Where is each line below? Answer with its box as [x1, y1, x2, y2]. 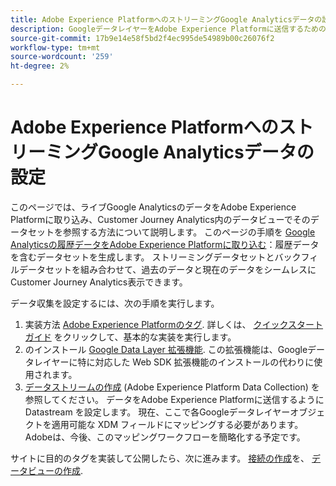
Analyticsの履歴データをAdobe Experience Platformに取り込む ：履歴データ [10, 238, 320, 250]
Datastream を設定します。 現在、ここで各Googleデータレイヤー [24, 406, 291, 418]
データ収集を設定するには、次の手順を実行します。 [10, 297, 220, 309]
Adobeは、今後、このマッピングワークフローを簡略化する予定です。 [24, 431, 306, 443]
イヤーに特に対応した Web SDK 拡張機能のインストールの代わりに [42, 356, 315, 368]
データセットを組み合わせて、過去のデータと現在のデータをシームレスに [18, 263, 317, 275]
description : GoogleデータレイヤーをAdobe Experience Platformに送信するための [10, 24, 327, 34]
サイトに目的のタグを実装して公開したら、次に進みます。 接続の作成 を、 [10, 452, 310, 464]
